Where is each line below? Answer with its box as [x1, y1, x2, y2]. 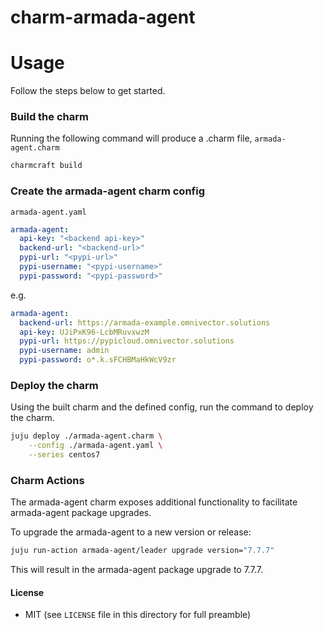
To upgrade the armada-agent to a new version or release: [10, 526, 252, 538]
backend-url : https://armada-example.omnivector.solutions [19, 317, 271, 328]
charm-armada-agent [10, 6, 196, 29]
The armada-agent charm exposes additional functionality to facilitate [10, 496, 298, 508]
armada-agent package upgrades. [10, 507, 152, 519]
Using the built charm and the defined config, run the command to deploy [10, 401, 314, 413]
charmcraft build [10, 161, 83, 171]
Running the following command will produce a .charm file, [10, 132, 253, 145]
